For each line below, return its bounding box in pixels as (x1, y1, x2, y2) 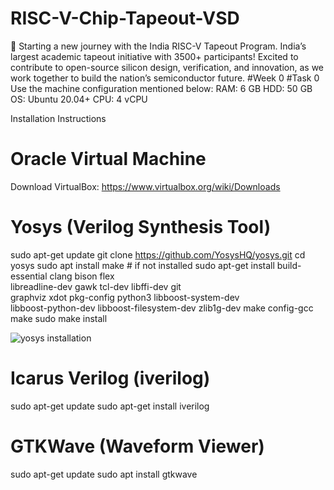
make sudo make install (10, 312, 108, 324)
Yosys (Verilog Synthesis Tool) (10, 216, 272, 239)
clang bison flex (49, 270, 115, 282)
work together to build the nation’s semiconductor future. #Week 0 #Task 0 (10, 72, 320, 84)
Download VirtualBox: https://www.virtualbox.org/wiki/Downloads (10, 180, 281, 192)
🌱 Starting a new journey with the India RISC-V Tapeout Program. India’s (10, 40, 307, 52)
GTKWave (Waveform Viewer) (10, 435, 265, 457)
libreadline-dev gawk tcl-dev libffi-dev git (10, 280, 182, 292)
